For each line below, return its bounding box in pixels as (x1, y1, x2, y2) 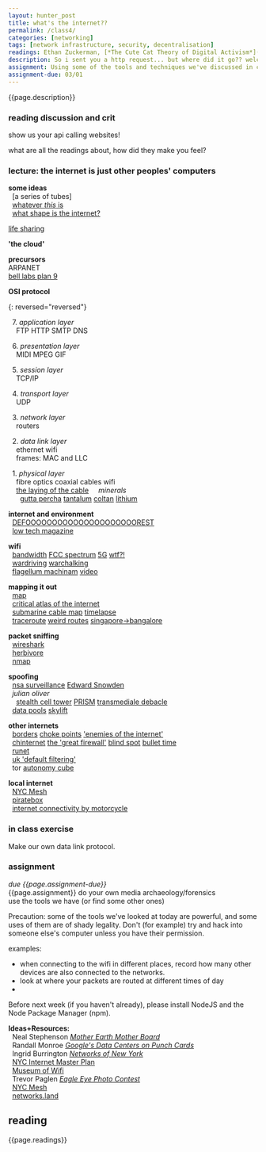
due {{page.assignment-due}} (8, 879, 107, 889)
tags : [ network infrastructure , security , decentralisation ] (8, 41, 215, 49)
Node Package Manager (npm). (8, 1008, 111, 1017)
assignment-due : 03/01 (8, 71, 83, 78)
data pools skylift (11, 706, 68, 715)
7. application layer (11, 318, 74, 327)
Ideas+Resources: (8, 1024, 70, 1033)
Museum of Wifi (11, 1066, 65, 1075)
